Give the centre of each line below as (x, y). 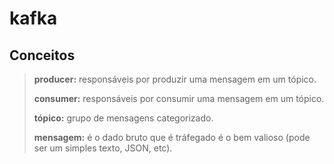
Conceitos (42, 55)
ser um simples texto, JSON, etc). (103, 148)
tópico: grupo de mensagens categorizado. (123, 118)
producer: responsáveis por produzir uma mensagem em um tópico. (175, 79)
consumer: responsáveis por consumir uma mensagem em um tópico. (179, 98)
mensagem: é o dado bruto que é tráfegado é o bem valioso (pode (172, 137)
